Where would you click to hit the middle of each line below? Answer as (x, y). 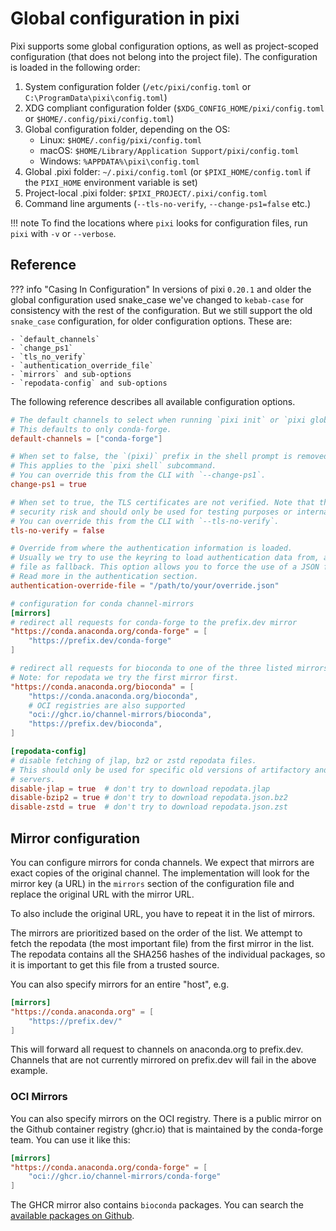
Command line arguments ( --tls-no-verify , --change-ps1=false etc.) (167, 203)
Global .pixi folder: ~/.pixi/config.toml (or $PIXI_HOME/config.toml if (167, 171)
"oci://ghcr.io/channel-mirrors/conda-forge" (125, 1177)
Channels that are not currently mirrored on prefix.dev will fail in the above (163, 1060)
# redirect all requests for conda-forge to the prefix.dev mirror (154, 622)
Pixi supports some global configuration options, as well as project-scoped (164, 46)
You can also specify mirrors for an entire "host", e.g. (120, 984)
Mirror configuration (75, 838)
